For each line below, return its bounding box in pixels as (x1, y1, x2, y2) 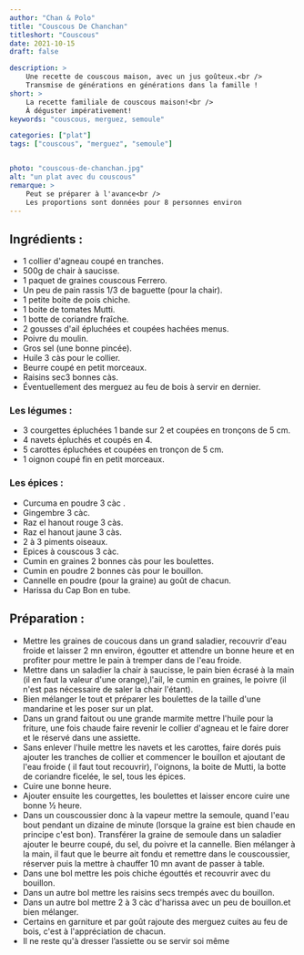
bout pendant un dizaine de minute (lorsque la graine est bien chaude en (22, 819, 296, 830)
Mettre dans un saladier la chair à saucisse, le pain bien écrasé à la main (22, 664, 295, 675)
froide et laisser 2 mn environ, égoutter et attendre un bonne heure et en (22, 644, 295, 656)
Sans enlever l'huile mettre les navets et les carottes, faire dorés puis (22, 742, 282, 753)
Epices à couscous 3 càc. (22, 546, 120, 557)
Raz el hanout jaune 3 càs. (22, 526, 123, 538)
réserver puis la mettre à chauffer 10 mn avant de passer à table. (22, 857, 266, 868)
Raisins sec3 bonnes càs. (22, 372, 118, 383)
